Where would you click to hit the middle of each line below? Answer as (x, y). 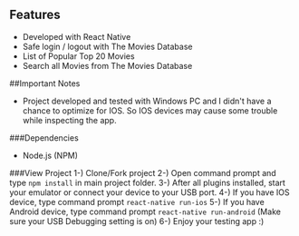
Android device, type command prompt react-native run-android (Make (145, 211)
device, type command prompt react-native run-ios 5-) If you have (137, 202)
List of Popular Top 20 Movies (78, 56)
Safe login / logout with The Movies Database (107, 46)
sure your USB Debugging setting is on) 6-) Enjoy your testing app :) (137, 221)
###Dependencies (44, 138)
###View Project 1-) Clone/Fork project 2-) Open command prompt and (143, 172)
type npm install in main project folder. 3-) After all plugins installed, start (147, 182)
